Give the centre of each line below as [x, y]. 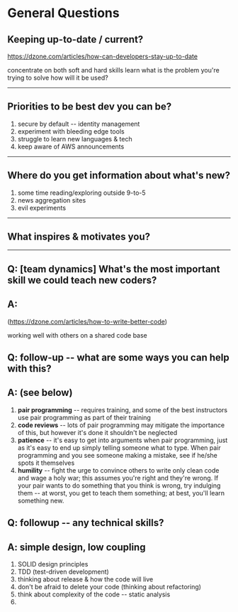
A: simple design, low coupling [76, 547]
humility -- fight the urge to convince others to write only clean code [118, 470]
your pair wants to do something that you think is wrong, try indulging [119, 485]
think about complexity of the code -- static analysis [94, 594]
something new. [41, 500]
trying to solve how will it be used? [58, 77]
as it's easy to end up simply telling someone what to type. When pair [119, 447]
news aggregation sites [52, 200]
